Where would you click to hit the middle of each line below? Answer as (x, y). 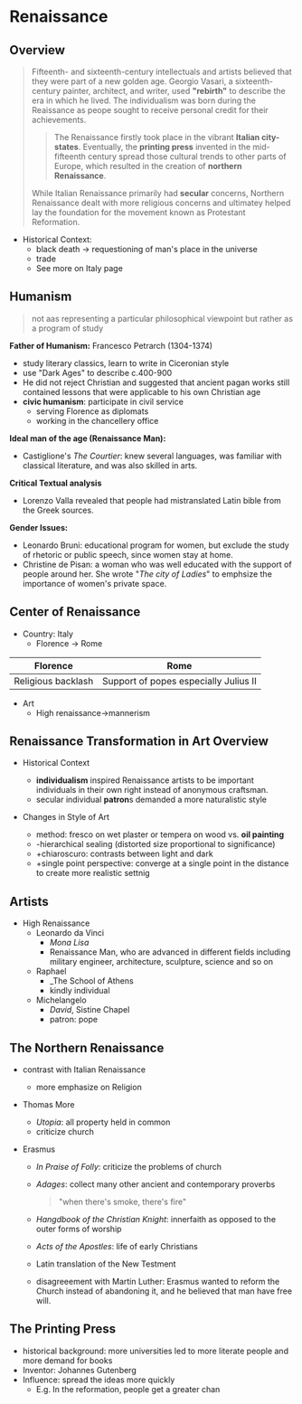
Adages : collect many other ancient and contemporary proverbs (156, 1184)
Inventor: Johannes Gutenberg (80, 1370)
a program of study (67, 328)
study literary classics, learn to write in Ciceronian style (126, 363)
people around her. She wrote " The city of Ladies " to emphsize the (147, 574)
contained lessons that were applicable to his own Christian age (142, 391)
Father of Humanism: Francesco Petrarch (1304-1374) (111, 345)
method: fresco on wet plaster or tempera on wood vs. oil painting (160, 834)
